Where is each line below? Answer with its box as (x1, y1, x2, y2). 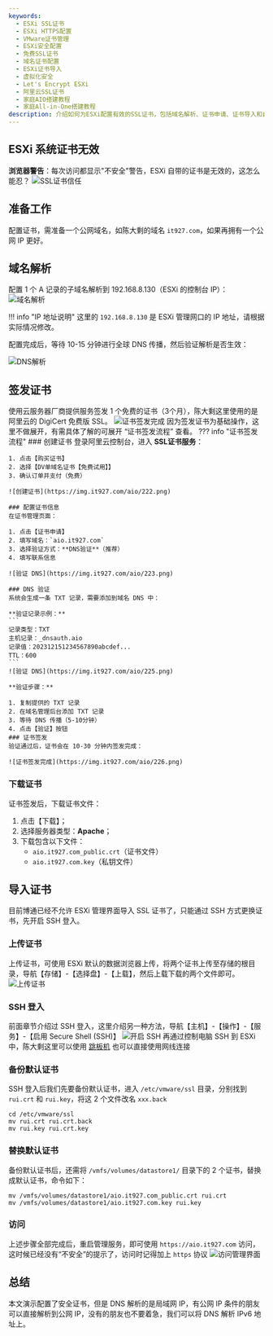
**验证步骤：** (8, 683, 54, 692)
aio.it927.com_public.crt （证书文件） (32, 846, 163, 856)
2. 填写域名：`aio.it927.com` (8, 537, 105, 545)
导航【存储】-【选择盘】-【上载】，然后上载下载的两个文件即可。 (22, 969, 240, 978)
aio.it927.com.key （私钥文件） (32, 856, 138, 866)
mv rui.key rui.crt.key (8, 1125, 89, 1133)
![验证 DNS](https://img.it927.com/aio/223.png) (8, 569, 174, 578)
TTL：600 (8, 652, 37, 660)
